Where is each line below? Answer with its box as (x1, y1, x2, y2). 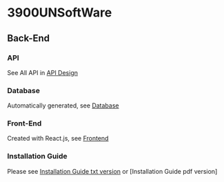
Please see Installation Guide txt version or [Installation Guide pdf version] (7, 167, 218, 175)
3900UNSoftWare (7, 5, 112, 21)
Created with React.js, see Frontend (7, 134, 109, 143)
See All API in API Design (7, 68, 78, 77)
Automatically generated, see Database (7, 101, 119, 110)
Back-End (7, 32, 50, 44)
